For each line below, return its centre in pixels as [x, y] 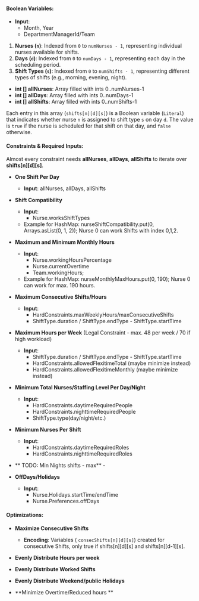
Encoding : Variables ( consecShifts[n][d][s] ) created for [94, 540]
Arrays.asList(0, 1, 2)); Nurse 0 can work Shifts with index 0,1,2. [101, 231]
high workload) [33, 339]
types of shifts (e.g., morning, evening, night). [71, 78]
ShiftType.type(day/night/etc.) [69, 418]
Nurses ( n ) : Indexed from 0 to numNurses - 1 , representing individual [98, 46]
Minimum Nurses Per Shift [48, 430]
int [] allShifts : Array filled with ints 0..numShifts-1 [76, 102]
